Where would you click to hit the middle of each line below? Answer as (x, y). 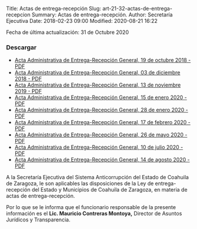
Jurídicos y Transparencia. (38, 220)
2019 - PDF (28, 91)
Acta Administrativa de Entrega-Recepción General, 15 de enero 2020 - (101, 98)
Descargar (21, 47)
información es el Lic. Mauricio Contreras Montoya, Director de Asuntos (94, 214)
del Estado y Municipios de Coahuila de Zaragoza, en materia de (109, 190)
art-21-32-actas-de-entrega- (137, 8)
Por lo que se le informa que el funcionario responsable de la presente (91, 207)
